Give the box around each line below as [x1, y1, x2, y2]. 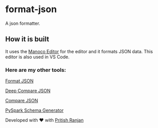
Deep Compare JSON [5, 88, 51, 94]
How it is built [5, 35, 49, 44]
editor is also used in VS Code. [5, 54, 70, 60]
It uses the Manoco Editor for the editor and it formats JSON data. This [5, 48, 153, 54]
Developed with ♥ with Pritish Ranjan [5, 117, 84, 123]
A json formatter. [5, 20, 41, 26]
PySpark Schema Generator [5, 107, 64, 113]
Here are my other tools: [5, 66, 67, 73]
